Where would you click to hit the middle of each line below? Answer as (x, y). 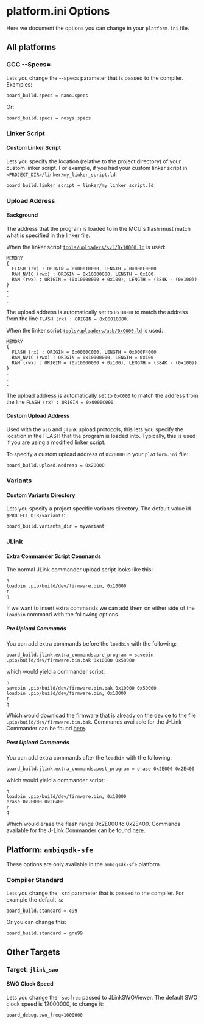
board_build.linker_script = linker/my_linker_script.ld (80, 185)
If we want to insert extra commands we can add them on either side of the (100, 608)
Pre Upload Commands (37, 628)
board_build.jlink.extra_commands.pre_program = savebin (80, 655)
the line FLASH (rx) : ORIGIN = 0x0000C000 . (61, 402)
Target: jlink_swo (33, 969)
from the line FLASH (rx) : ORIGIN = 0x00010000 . (68, 319)
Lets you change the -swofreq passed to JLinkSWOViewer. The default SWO (102, 997)
